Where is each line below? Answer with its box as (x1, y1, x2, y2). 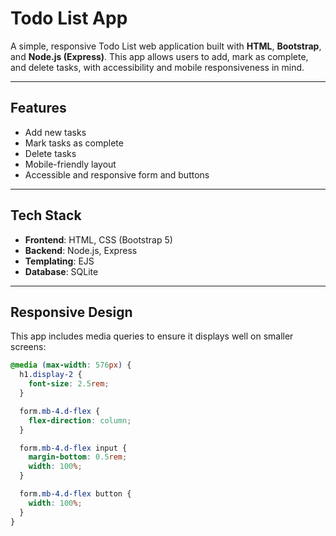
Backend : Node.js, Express (24, 244, 138, 256)
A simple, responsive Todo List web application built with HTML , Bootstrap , (10, 40, 322, 52)
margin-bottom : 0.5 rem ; (28, 452, 128, 462)
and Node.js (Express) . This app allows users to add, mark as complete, (10, 50, 309, 62)
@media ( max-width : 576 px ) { (10, 360, 132, 371)
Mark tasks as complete (24, 137, 124, 149)
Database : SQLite (24, 265, 99, 277)
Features (10, 100, 67, 117)
